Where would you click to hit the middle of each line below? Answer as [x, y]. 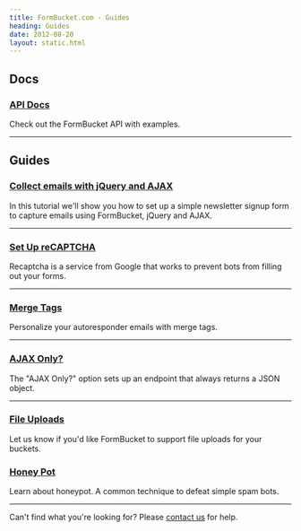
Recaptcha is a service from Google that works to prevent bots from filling [146, 266]
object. [22, 387]
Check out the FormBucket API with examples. [95, 124]
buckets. [26, 448]
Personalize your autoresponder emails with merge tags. [113, 327]
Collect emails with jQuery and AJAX [91, 187]
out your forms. [38, 275]
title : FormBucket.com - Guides [69, 17]
